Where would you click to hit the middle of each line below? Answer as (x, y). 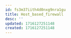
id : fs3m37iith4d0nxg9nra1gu (35, 10)
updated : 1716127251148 (30, 23)
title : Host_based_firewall (34, 14)
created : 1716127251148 (30, 28)
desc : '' (14, 19)
